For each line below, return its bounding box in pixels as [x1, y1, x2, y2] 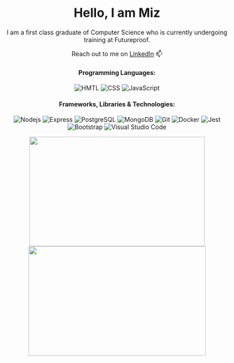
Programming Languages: [78, 68, 156, 76]
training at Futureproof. [83, 35, 151, 43]
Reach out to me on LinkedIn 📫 [71, 49, 163, 57]
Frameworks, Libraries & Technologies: [58, 100, 176, 108]
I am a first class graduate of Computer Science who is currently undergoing [6, 28, 228, 36]
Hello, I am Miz [74, 5, 160, 21]
